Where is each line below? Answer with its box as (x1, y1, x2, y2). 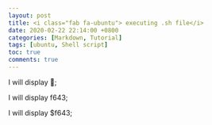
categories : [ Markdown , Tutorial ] (8, 33, 123, 42)
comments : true (8, 56, 59, 64)
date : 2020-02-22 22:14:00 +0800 (8, 26, 119, 34)
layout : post (8, 11, 52, 20)
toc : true (8, 48, 41, 56)
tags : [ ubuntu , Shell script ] (8, 41, 109, 49)
